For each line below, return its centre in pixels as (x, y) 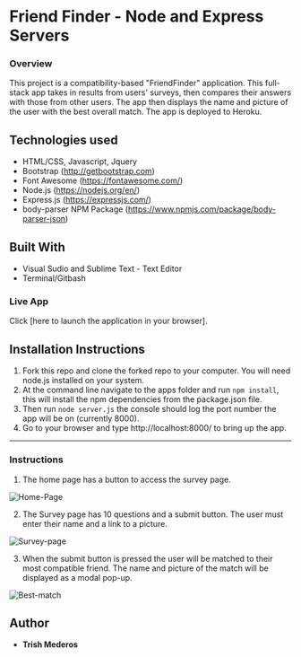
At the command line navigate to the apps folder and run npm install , (150, 390)
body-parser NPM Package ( (75, 209)
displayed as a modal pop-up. (77, 577)
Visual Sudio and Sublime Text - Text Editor (102, 269)
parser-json (43, 219)
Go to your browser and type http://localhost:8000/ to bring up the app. (154, 428)
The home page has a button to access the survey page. (126, 479)
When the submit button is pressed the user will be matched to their (147, 558)
